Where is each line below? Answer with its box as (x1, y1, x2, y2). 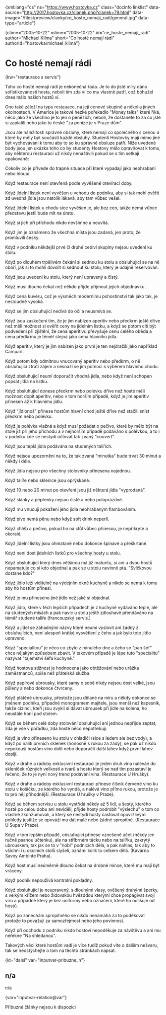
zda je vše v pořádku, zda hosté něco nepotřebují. (5, 725, 108, 731)
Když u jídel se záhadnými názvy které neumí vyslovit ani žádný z (5, 625, 139, 630)
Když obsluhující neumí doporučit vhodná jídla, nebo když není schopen (5, 373, 152, 379)
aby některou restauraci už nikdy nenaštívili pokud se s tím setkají (5, 150, 140, 156)
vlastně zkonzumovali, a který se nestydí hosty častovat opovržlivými (5, 811, 147, 817)
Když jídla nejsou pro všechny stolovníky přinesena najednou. (5, 468, 131, 473)
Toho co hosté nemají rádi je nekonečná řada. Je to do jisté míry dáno (5, 83, 148, 89)
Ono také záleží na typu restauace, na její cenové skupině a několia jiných (5, 104, 155, 110)
